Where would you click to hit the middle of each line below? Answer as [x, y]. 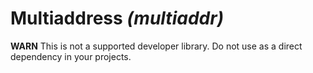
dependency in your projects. [71, 56]
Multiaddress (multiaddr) [117, 18]
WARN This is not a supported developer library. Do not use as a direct [156, 46]
